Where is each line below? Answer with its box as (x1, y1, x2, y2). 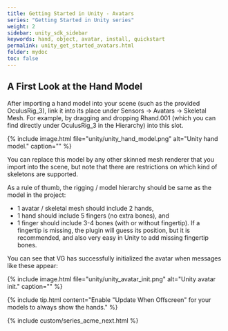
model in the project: (7, 191, 66, 199)
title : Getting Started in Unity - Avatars (7, 10, 135, 17)
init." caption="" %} (7, 282, 64, 290)
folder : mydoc (7, 49, 48, 56)
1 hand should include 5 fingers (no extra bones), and (17, 211, 169, 220)
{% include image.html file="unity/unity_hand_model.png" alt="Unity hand (7, 134, 218, 142)
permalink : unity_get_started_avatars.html (7, 42, 135, 49)
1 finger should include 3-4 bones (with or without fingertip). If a (17, 218, 200, 227)
